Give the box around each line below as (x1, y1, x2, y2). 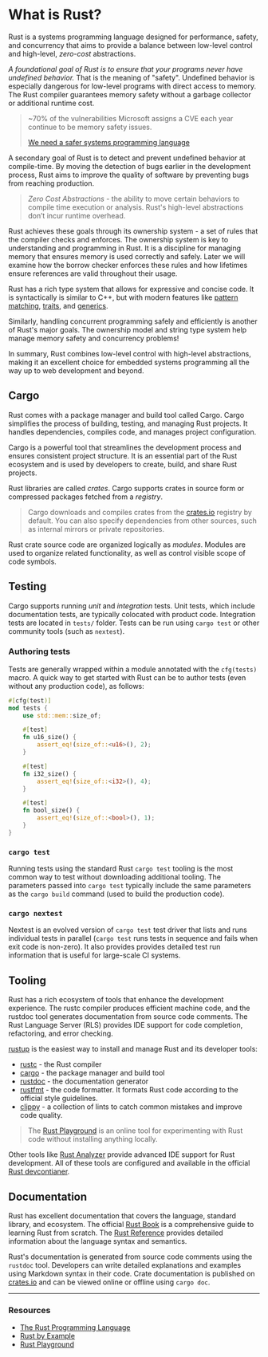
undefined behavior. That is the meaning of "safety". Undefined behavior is (8, 73, 255, 82)
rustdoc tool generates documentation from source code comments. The (8, 1012, 248, 1021)
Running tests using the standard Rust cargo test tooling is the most (8, 863, 234, 874)
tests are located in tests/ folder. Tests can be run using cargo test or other (8, 618, 260, 627)
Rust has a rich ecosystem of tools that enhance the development (8, 995, 224, 1005)
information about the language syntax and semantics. (8, 1237, 187, 1246)
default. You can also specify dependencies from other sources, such (27, 516, 258, 525)
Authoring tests (8, 646, 70, 657)
